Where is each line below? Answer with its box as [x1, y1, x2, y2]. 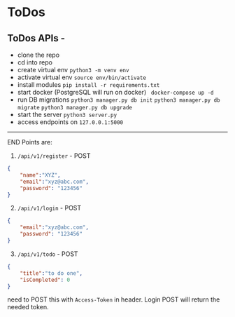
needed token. [7, 303, 49, 311]
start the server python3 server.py [17, 110, 117, 119]
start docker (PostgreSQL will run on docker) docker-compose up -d [17, 88, 215, 96]
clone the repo [17, 50, 60, 59]
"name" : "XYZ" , [20, 171, 61, 179]
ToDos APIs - [7, 32, 65, 44]
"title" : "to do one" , [20, 269, 83, 277]
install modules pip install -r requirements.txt [17, 81, 160, 88]
